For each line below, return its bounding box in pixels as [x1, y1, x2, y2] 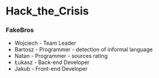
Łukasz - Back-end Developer [14, 59, 90, 66]
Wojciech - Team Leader [14, 39, 76, 47]
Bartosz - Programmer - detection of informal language [14, 46, 153, 53]
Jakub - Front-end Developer [14, 65, 88, 73]
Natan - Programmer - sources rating [14, 53, 108, 60]
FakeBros [5, 26, 34, 34]
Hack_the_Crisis [5, 4, 89, 18]
